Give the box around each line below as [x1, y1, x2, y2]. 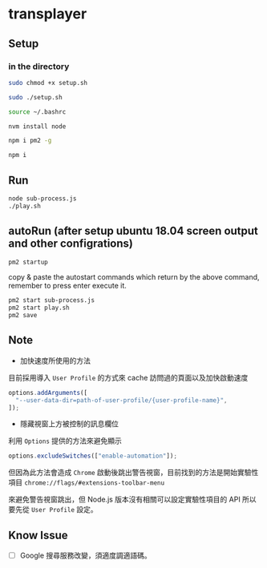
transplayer [8, 5, 87, 23]
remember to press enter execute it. [8, 281, 127, 291]
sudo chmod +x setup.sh [8, 79, 88, 87]
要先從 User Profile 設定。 [8, 505, 98, 514]
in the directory [8, 61, 70, 72]
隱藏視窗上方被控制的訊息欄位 [19, 419, 119, 429]
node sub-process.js [8, 194, 78, 203]
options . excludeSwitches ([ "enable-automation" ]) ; [8, 452, 178, 461]
